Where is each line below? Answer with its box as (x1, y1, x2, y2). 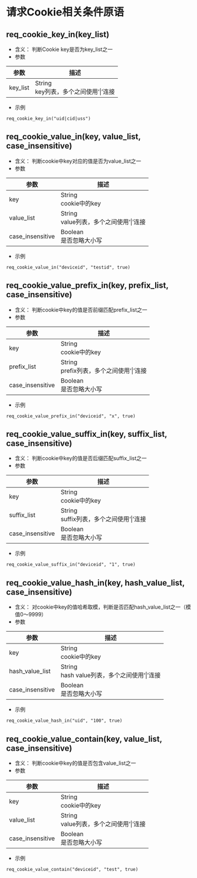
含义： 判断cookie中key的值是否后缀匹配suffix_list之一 (14, 455, 147, 462)
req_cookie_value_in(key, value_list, (6, 131, 141, 142)
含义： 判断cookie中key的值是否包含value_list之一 (14, 760, 136, 767)
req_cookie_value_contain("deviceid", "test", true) (6, 867, 139, 873)
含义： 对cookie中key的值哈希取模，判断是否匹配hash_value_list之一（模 (14, 603, 192, 610)
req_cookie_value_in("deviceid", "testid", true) (6, 264, 131, 270)
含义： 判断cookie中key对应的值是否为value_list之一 (14, 157, 142, 165)
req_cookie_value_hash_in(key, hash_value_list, (6, 578, 185, 588)
